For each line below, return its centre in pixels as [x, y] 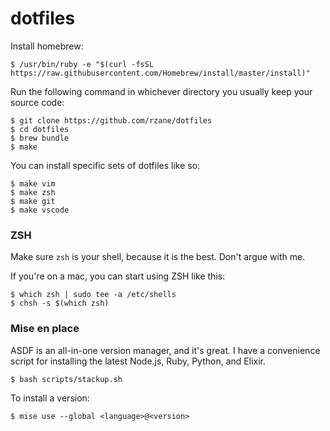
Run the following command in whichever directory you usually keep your [161, 91]
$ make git [33, 201]
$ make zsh [33, 192]
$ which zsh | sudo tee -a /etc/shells [93, 295]
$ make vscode [40, 210]
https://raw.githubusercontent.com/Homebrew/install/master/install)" [160, 73]
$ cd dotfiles [40, 129]
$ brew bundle [40, 138]
